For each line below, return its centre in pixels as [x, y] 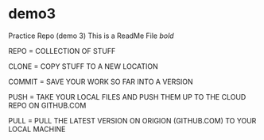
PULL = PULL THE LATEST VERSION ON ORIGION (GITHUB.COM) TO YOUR [132, 120]
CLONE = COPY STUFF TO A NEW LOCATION [83, 66]
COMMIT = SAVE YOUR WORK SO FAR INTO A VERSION [101, 81]
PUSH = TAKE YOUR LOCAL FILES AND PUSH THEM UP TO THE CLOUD [127, 96]
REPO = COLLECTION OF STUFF [62, 51]
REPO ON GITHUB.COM [47, 105]
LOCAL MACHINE [37, 129]
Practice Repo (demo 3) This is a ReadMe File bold [91, 36]
